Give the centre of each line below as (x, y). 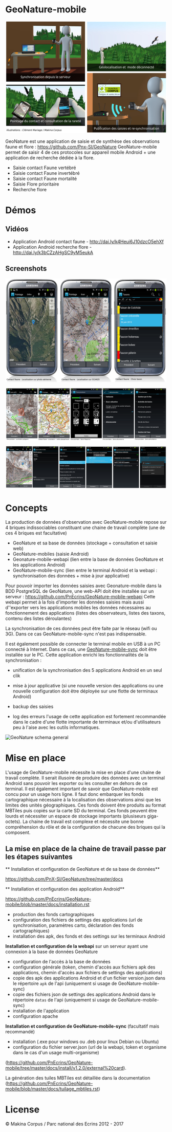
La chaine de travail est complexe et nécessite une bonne (83, 821)
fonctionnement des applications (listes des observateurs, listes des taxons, (85, 613)
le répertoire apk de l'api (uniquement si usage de (65, 983)
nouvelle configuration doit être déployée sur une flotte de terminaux (85, 691)
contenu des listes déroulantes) (38, 618)
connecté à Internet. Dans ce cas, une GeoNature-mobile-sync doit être (81, 649)
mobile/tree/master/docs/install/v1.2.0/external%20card (64, 1068)
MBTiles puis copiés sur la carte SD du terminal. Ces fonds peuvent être (81, 811)
